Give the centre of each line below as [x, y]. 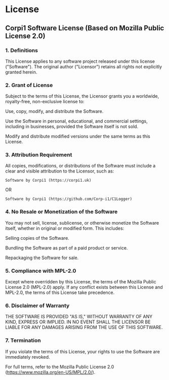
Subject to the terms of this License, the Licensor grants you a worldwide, [82, 96]
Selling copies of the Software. [37, 238]
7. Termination [23, 341]
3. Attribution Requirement [39, 155]
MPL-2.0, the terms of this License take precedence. [60, 292]
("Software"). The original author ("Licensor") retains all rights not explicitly [84, 66]
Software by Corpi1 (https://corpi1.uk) [49, 181]
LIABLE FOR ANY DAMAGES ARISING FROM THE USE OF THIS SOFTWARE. [84, 327]
